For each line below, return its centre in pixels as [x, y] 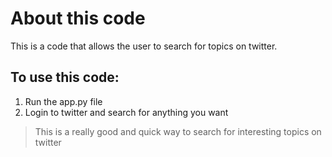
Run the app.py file [63, 101]
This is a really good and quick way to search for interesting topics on [178, 131]
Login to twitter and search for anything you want [126, 112]
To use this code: [65, 77]
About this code [78, 18]
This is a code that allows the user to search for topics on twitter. [144, 46]
